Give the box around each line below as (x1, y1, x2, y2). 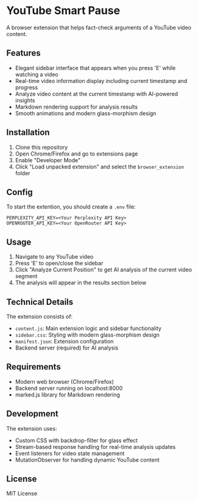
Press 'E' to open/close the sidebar (15, 260, 104, 267)
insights (15, 96, 35, 104)
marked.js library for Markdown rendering (15, 391, 121, 398)
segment (15, 273, 38, 280)
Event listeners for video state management (15, 450, 125, 457)
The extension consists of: (6, 313, 73, 320)
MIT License (6, 490, 38, 497)
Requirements (6, 362, 61, 372)
